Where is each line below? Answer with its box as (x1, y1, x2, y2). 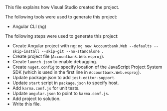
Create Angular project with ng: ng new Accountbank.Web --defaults (12, 43, 152, 49)
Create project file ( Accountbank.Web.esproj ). (12, 53, 105, 59)
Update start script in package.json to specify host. (12, 80, 119, 86)
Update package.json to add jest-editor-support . (12, 75, 116, 80)
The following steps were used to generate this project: (5, 33, 119, 39)
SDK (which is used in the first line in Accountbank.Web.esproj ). (12, 69, 141, 75)
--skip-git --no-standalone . (41, 48, 104, 54)
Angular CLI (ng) (12, 23, 46, 29)
